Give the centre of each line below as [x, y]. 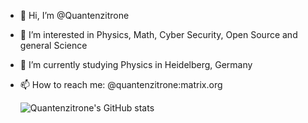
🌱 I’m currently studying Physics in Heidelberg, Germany [136, 64]
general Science [53, 45]
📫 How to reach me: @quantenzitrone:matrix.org [121, 84]
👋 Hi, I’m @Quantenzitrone [74, 15]
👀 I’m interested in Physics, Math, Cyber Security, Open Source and [158, 34]
